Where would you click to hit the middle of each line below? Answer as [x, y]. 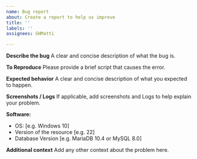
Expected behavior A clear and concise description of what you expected [97, 79]
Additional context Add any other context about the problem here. [88, 150]
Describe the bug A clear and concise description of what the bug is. [91, 56]
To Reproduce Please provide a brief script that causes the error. [86, 67]
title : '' [18, 23]
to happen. [19, 85]
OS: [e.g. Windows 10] [42, 126]
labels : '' [20, 28]
